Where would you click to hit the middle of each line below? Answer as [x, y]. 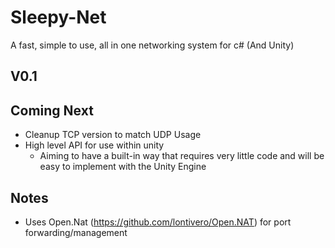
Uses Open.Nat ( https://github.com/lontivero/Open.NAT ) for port [158, 222]
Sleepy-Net [58, 17]
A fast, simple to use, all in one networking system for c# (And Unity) [152, 45]
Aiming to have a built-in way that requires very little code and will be [182, 156]
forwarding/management [76, 232]
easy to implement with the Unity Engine [123, 167]
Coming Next [52, 110]
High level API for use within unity [94, 145]
